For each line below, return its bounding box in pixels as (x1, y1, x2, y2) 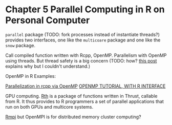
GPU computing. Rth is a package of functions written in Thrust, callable (5, 93, 158, 99)
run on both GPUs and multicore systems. (5, 103, 94, 110)
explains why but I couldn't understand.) (5, 63, 91, 69)
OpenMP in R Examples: (5, 73, 56, 79)
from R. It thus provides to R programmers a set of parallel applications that (5, 98, 164, 105)
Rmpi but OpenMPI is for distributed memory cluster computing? (5, 114, 142, 120)
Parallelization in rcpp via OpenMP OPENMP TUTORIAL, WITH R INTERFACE (5, 83, 166, 89)
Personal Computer (5, 14, 90, 26)
